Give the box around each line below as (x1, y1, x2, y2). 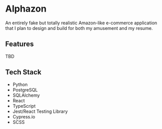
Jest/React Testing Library (12, 108, 68, 114)
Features (5, 40, 34, 49)
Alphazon (5, 3, 47, 15)
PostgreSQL (12, 87, 38, 93)
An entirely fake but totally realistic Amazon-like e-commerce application (5, 20, 157, 26)
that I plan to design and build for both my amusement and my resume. (5, 25, 153, 31)
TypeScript (12, 103, 36, 109)
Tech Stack (5, 68, 42, 76)
